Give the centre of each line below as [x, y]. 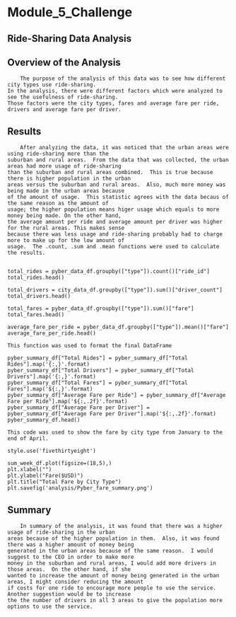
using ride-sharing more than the [58, 154]
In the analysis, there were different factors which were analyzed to [115, 91]
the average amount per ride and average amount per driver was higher [115, 222]
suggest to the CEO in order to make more [71, 557]
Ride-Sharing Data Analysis [70, 39]
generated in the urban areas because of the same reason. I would [110, 551]
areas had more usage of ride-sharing [64, 166]
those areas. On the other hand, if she [69, 570]
